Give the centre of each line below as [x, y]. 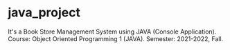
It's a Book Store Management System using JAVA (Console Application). [112, 32]
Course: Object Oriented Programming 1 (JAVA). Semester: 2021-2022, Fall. [116, 38]
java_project [44, 13]
